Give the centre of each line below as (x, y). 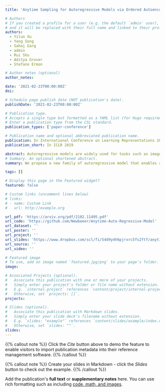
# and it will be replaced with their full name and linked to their (78, 28)
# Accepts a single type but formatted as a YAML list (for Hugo (73, 118)
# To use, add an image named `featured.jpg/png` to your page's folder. (82, 262)
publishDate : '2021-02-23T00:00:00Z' (44, 104)
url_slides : (17, 239)
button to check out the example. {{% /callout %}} (56, 369)
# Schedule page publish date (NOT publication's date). (65, 100)
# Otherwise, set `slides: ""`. (41, 325)
